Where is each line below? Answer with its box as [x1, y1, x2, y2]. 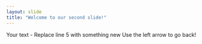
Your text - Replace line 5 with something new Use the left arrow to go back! [6, 31, 197, 38]
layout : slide [6, 8, 42, 15]
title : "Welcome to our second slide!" [6, 14, 107, 20]
